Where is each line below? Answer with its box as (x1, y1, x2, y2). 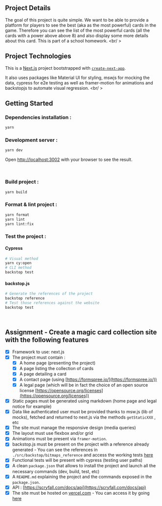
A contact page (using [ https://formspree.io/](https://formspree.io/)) (19, 376, 157, 382)
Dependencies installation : (5, 114, 72, 121)
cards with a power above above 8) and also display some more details (5, 32, 148, 38)
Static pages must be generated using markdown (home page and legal (12, 398, 157, 404)
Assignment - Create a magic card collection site (5, 328, 157, 337)
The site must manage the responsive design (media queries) (12, 425, 136, 431)
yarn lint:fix (5, 221, 34, 226)
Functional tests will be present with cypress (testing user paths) (12, 457, 143, 463)
